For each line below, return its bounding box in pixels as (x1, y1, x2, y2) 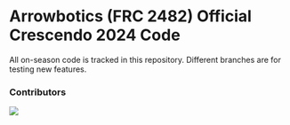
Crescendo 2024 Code (9, 25, 181, 45)
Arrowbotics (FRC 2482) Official (9, 6, 252, 27)
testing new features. (9, 64, 87, 74)
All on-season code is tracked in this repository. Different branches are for (9, 54, 282, 65)
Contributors (9, 86, 67, 98)
